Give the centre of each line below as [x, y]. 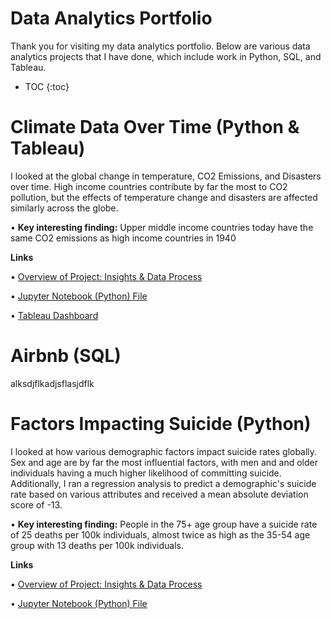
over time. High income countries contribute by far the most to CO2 [149, 186]
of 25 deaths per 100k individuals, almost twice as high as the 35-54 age [160, 534]
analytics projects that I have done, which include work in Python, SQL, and [166, 56]
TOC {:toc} [47, 86]
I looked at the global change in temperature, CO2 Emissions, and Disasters [166, 176]
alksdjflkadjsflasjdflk [52, 383]
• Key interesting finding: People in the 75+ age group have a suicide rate [164, 524]
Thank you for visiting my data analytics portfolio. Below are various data [160, 46]
